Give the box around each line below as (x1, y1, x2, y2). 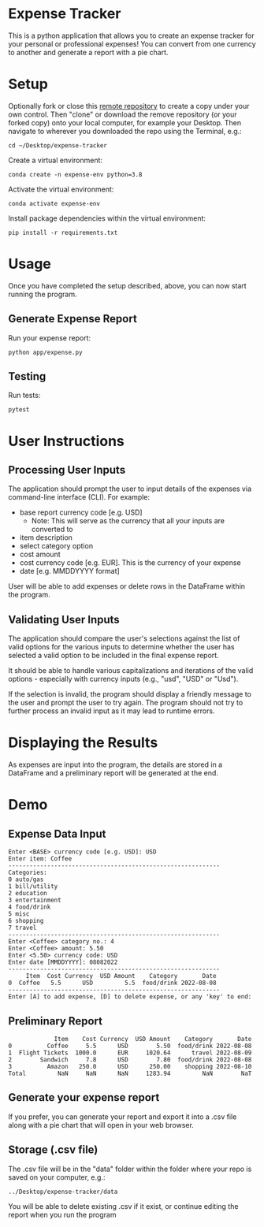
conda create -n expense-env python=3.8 (8, 170, 143, 178)
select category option (19, 541, 93, 551)
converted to (31, 525, 73, 534)
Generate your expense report (8, 1091, 160, 1104)
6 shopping (8, 917, 44, 925)
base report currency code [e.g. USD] (19, 508, 143, 517)
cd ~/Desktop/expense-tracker (8, 141, 108, 150)
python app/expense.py (8, 348, 83, 356)
